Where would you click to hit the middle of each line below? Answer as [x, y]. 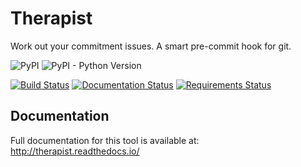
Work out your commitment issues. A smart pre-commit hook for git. [151, 46]
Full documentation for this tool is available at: [105, 140]
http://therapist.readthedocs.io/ [75, 151]
